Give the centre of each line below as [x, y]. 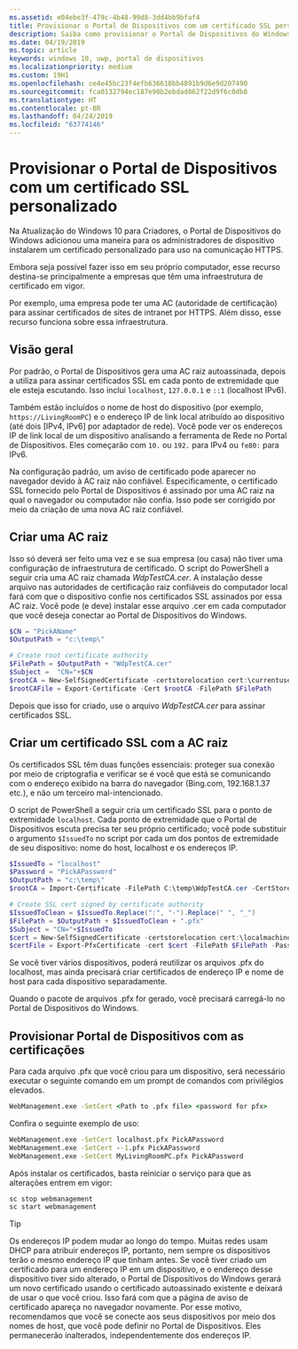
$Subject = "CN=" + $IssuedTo [61, 929]
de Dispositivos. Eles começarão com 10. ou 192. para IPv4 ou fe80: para [144, 445]
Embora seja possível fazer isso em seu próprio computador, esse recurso [145, 266]
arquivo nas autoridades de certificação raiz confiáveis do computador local [149, 587]
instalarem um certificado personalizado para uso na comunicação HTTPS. [146, 249]
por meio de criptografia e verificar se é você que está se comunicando [140, 774]
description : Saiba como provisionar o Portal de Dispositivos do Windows [150, 34]
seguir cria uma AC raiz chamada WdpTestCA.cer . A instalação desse [136, 577]
